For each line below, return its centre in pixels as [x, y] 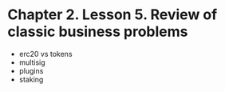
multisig [32, 62]
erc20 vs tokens [45, 54]
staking [31, 79]
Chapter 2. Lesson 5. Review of [112, 15]
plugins [31, 70]
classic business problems [98, 32]
